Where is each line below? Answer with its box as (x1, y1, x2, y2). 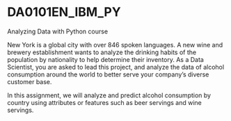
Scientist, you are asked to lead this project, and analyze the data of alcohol (7, 63, 225, 71)
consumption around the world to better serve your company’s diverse (7, 70, 209, 79)
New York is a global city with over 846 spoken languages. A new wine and (7, 40, 223, 49)
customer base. (7, 77, 52, 86)
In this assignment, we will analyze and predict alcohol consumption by (7, 91, 211, 99)
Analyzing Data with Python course (7, 27, 109, 35)
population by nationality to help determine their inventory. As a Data (7, 55, 204, 63)
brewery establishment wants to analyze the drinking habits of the (7, 48, 197, 56)
